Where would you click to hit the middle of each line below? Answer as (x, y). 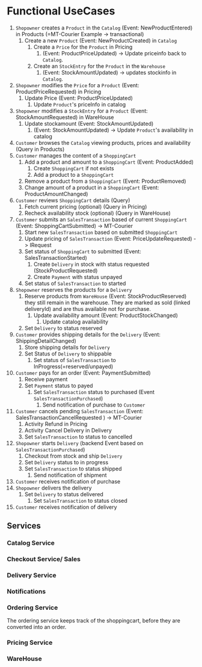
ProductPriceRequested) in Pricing (58, 91)
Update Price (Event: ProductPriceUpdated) (78, 98)
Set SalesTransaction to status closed (81, 500)
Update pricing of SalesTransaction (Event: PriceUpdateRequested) (108, 238)
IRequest (41, 245)
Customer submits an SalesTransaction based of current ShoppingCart (101, 219)
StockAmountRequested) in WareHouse (65, 117)
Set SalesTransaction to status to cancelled (78, 437)
